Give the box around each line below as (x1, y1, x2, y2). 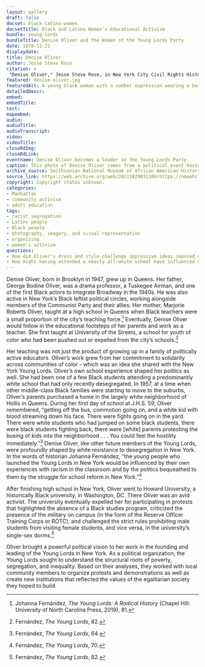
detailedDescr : (6, 89, 45, 95)
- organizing (6, 236, 40, 242)
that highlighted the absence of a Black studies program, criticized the (6, 505, 183, 512)
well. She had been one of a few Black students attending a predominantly (6, 374, 193, 381)
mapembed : (6, 111, 32, 117)
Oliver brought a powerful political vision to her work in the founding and (6, 543, 189, 550)
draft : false (6, 15, 40, 21)
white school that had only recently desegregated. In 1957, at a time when (6, 380, 191, 388)
